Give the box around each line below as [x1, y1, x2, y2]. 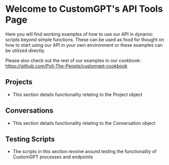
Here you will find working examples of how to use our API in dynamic [5, 31, 153, 37]
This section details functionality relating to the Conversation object [12, 120, 156, 126]
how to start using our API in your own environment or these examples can [5, 42, 163, 48]
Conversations [5, 106, 54, 115]
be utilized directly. [5, 47, 46, 53]
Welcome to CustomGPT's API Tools [5, 3, 163, 15]
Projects [5, 78, 33, 86]
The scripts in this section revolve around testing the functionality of [12, 149, 157, 155]
